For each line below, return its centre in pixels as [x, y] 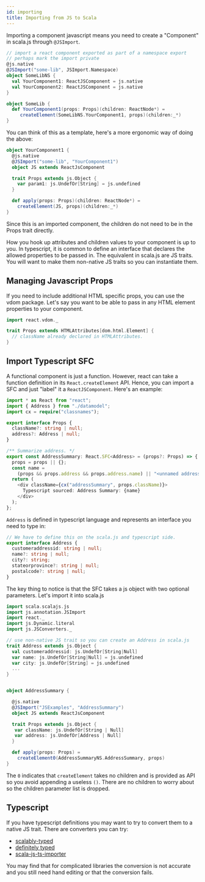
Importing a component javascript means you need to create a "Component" [103, 35]
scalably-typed [34, 841]
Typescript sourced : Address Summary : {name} [81, 491]
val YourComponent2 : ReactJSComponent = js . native [77, 87]
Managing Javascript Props [60, 281]
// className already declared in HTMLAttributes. [77, 337]
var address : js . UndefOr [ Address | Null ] [68, 736]
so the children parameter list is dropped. [58, 788]
